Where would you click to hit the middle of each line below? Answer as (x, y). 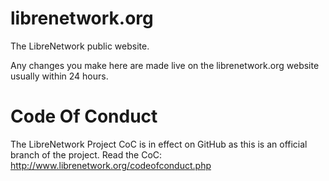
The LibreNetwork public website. (80, 46)
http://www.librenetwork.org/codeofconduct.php (111, 165)
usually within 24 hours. (59, 76)
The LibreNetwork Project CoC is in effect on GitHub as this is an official (159, 144)
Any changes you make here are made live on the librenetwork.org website (165, 65)
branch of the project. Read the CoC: (86, 154)
